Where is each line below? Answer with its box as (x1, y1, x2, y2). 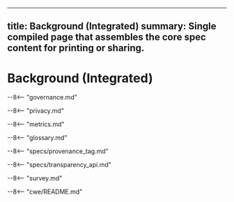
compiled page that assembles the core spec (7, 31, 207, 43)
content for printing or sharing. (7, 42, 145, 54)
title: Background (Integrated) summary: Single (7, 20, 217, 32)
